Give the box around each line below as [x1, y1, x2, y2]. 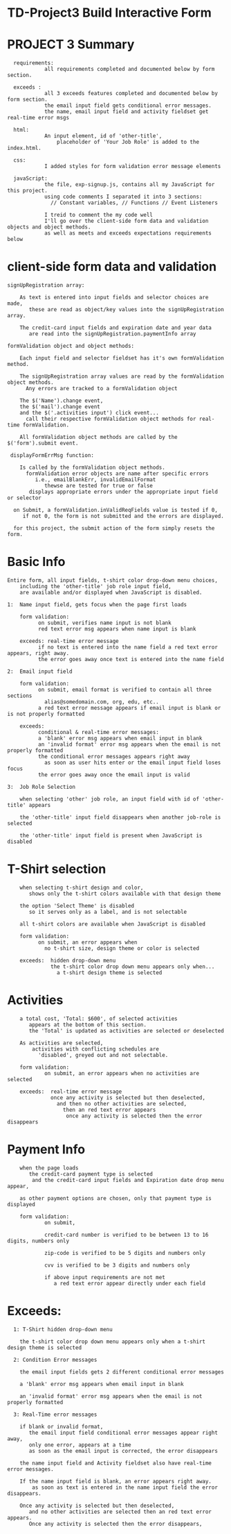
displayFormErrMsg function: [10, 452, 95, 459]
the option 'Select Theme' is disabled [19, 902, 135, 909]
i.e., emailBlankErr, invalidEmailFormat [35, 476, 156, 483]
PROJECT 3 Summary [7, 37, 135, 53]
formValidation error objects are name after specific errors [25, 470, 209, 477]
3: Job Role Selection [7, 783, 76, 790]
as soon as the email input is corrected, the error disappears [28, 1447, 218, 1454]
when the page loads [19, 1165, 79, 1172]
